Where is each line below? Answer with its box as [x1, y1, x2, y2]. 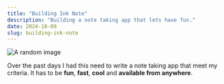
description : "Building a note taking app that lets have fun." [7, 17, 196, 23]
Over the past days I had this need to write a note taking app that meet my [7, 61, 218, 70]
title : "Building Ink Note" [7, 10, 88, 17]
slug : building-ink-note [7, 29, 79, 36]
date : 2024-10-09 [7, 23, 57, 30]
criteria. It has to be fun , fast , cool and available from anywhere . [7, 69, 193, 77]
